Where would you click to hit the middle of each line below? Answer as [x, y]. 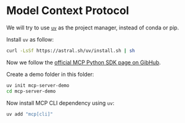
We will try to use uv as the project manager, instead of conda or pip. [92, 28]
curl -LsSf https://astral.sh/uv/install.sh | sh [71, 50]
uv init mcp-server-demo [38, 85]
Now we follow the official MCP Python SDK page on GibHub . [84, 62]
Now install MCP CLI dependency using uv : [60, 103]
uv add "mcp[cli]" [30, 114]
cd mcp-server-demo [31, 91]
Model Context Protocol [68, 11]
